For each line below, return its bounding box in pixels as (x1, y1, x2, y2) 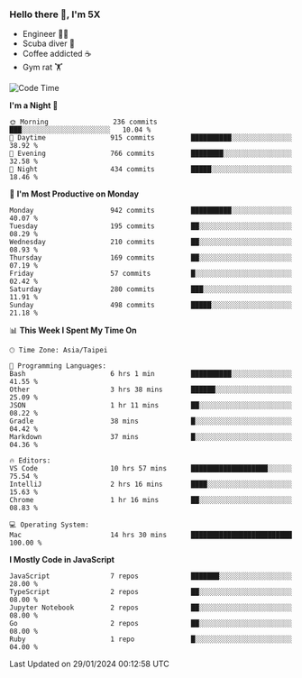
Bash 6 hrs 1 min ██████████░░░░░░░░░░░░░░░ (9, 370, 293, 379)
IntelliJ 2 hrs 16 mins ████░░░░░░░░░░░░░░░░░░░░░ (9, 480, 293, 490)
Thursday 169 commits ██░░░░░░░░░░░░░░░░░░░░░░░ (9, 253, 293, 262)
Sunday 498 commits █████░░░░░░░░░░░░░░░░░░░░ (9, 301, 293, 310)
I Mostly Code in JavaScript (9, 554, 115, 565)
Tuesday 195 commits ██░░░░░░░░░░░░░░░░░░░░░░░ (9, 222, 293, 231)
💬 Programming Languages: (9, 362, 106, 371)
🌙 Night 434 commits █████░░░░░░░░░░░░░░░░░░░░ (9, 165, 293, 174)
